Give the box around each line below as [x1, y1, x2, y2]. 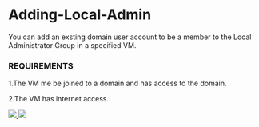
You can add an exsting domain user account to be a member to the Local [8, 32, 252, 42]
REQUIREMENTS [8, 60, 74, 71]
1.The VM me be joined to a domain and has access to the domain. [8, 78, 227, 89]
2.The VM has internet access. [8, 94, 110, 104]
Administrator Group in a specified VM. [8, 40, 137, 50]
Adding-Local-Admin [8, 6, 152, 24]
